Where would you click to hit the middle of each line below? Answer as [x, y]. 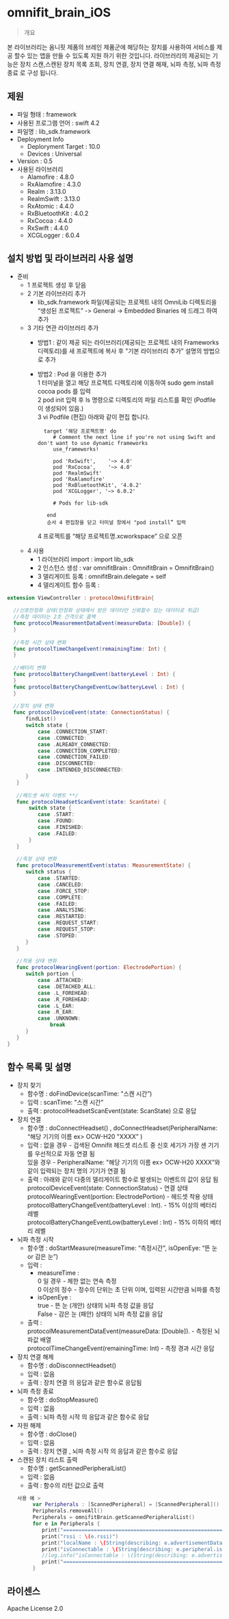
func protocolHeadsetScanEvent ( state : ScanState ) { [91, 802]
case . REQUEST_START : [68, 923]
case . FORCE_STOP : [64, 891]
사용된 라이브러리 [40, 169]
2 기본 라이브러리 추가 [56, 293]
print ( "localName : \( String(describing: [102, 1543]
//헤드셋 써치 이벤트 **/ [47, 795]
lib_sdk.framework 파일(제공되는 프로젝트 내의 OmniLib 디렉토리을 [127, 302]
